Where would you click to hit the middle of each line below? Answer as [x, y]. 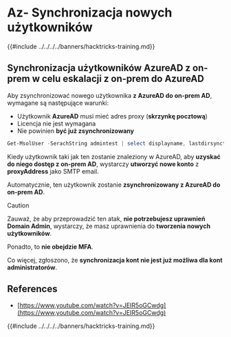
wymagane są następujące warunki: [58, 103]
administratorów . [32, 267]
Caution [18, 205]
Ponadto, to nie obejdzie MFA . [51, 247]
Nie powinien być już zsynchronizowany [76, 131]
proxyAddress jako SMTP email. [53, 171]
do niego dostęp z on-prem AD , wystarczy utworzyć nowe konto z [103, 164]
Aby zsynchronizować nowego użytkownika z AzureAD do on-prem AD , [110, 95]
